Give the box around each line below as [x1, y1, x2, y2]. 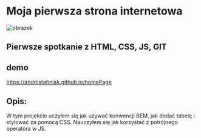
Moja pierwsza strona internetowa [6, 4, 183, 18]
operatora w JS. [6, 125, 47, 132]
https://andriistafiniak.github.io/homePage [6, 79, 112, 86]
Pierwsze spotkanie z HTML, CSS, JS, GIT [6, 42, 167, 52]
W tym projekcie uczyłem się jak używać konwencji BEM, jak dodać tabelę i [6, 112, 196, 119]
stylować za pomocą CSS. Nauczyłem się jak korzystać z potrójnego [6, 118, 178, 125]
